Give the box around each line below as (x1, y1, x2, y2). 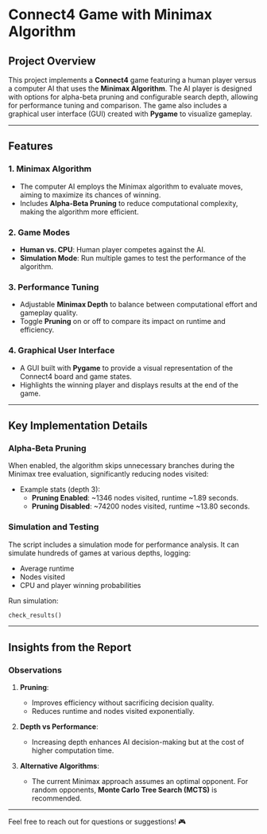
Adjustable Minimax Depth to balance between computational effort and (19, 300, 258, 310)
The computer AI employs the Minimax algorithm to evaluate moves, (19, 181, 244, 191)
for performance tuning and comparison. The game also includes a (8, 101, 228, 110)
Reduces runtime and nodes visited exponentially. (31, 707, 195, 716)
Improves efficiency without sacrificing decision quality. (31, 698, 215, 707)
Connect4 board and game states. (19, 372, 133, 381)
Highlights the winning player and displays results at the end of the (19, 380, 238, 389)
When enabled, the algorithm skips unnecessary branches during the (8, 461, 235, 470)
